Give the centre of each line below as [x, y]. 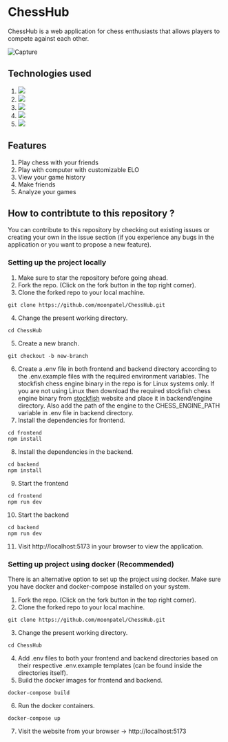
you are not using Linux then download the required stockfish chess [114, 390]
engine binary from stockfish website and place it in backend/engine [115, 398]
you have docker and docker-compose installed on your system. [99, 586]
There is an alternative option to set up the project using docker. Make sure [114, 579]
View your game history [51, 177]
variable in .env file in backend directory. [75, 412]
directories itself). [43, 673]
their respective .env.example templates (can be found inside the [110, 665]
